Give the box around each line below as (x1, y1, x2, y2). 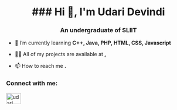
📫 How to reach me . (14, 63, 66, 70)
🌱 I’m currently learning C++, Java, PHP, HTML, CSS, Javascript (14, 39, 171, 46)
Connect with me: (6, 79, 58, 87)
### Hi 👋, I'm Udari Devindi (32, 5, 165, 19)
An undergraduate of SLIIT (60, 26, 137, 35)
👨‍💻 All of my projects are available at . (14, 51, 107, 58)
